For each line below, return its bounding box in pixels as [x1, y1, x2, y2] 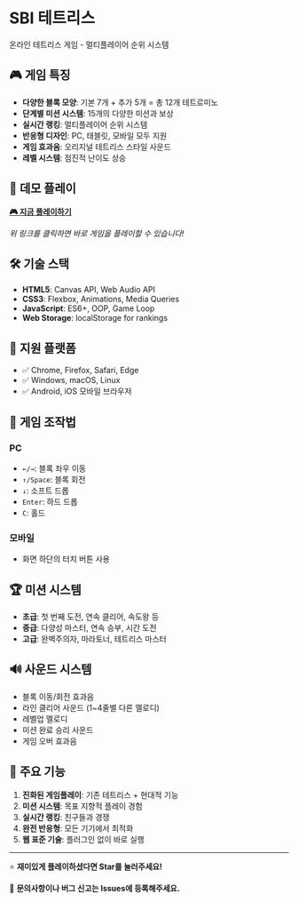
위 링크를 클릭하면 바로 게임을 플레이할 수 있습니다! [9, 227, 184, 238]
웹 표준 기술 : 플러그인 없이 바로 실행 [21, 834, 145, 844]
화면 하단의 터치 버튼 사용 [21, 554, 111, 564]
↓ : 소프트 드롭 [21, 485, 69, 496]
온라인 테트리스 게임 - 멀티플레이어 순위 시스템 [9, 39, 169, 50]
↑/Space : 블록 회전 [21, 474, 86, 484]
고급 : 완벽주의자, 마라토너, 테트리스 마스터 [21, 633, 167, 644]
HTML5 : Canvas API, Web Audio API [21, 284, 156, 295]
